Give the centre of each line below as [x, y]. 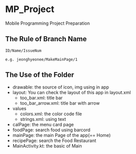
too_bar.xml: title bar [41, 98]
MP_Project [30, 9]
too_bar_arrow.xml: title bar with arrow [60, 103]
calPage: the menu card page [43, 124]
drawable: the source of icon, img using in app [61, 87]
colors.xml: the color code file [51, 114]
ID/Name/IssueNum [23, 51]
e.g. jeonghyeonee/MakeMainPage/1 [42, 59]
